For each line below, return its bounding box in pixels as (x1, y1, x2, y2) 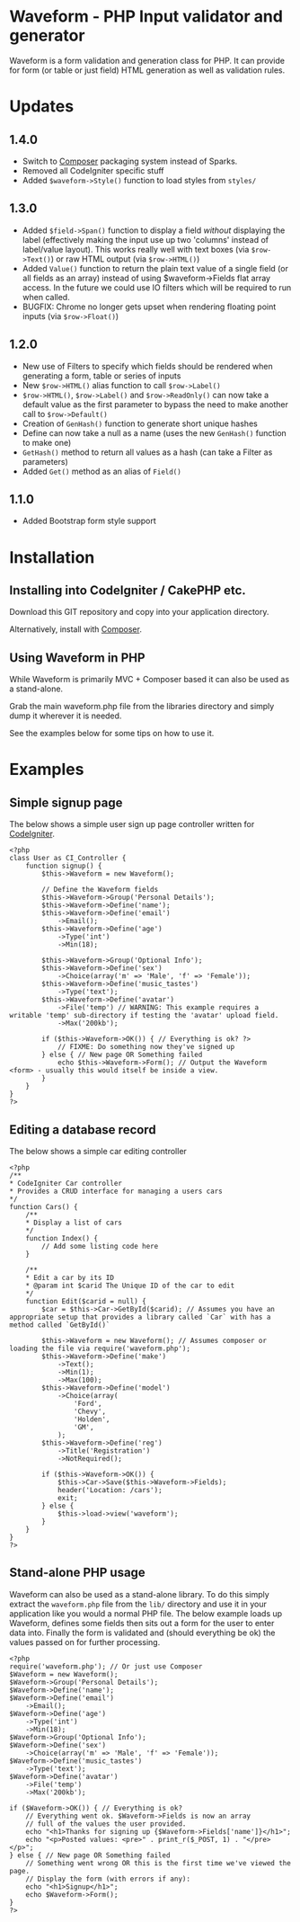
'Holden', (73, 1415, 110, 1424)
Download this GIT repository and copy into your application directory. (9, 607, 269, 618)
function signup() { (25, 861, 102, 871)
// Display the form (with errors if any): (25, 1874, 191, 1883)
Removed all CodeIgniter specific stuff (22, 165, 164, 176)
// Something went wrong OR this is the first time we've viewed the (25, 1858, 292, 1867)
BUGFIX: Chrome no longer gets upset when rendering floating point (22, 301, 277, 312)
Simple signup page (9, 795, 123, 810)
